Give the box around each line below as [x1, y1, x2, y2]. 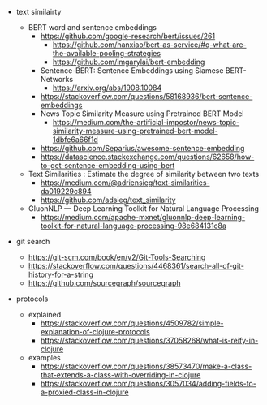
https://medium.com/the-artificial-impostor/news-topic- [52, 118, 240, 127]
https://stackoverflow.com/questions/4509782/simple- [40, 318, 225, 328]
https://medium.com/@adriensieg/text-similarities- [40, 178, 210, 187]
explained [28, 310, 62, 319]
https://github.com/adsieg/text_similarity [40, 195, 176, 205]
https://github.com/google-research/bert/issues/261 [40, 32, 216, 41]
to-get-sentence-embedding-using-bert [40, 161, 175, 170]
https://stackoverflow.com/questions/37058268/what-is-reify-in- [40, 336, 259, 345]
